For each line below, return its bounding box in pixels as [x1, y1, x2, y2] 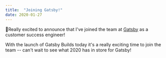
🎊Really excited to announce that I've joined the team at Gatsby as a [5, 26, 149, 32]
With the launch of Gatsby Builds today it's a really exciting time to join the [5, 41, 161, 47]
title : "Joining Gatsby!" [5, 7, 63, 13]
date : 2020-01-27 [5, 12, 42, 17]
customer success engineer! [5, 32, 65, 38]
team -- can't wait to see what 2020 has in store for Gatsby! [5, 47, 132, 53]
